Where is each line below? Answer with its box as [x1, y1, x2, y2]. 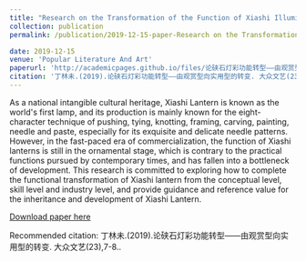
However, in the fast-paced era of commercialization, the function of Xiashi [9, 136, 291, 146]
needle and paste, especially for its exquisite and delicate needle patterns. [9, 125, 289, 136]
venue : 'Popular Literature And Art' [9, 55, 153, 65]
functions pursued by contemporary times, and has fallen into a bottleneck [9, 155, 290, 166]
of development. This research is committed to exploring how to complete [9, 165, 287, 176]
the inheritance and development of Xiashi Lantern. [9, 193, 202, 205]
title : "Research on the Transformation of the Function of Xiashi [9, 13, 271, 23]
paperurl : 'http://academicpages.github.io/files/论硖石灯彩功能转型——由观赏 [9, 64, 295, 73]
